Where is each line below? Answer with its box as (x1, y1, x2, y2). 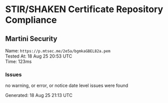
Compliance (5, 14, 57, 26)
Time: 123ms (5, 59, 32, 64)
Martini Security (5, 34, 58, 43)
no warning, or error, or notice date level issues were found (5, 82, 129, 89)
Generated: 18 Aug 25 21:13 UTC (5, 92, 73, 98)
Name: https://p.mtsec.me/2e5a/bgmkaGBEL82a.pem (5, 48, 111, 54)
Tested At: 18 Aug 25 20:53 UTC (5, 53, 72, 59)
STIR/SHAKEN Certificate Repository (5, 4, 163, 15)
